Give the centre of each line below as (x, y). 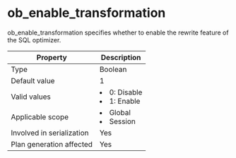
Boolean (113, 69)
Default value (33, 80)
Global (120, 112)
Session (123, 121)
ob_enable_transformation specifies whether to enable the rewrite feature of (118, 32)
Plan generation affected (52, 144)
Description (121, 57)
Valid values (31, 97)
